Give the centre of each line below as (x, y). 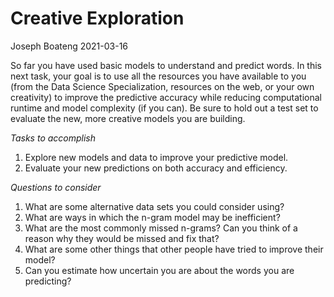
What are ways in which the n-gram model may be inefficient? (152, 217)
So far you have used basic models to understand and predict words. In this (166, 65)
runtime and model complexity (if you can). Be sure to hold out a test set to (164, 108)
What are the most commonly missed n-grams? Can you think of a (161, 228)
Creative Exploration (97, 18)
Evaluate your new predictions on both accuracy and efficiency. (156, 168)
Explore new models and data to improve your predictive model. (156, 157)
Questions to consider (56, 187)
